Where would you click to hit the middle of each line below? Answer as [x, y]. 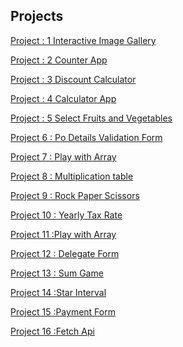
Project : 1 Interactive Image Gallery [83, 40]
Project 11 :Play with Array [63, 234]
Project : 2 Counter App [59, 60]
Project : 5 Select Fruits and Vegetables [91, 118]
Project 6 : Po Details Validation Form [86, 137]
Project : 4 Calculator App [63, 98]
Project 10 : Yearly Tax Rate [66, 215]
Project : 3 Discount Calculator [73, 79]
